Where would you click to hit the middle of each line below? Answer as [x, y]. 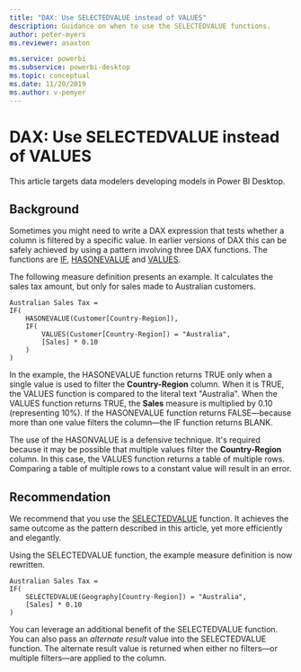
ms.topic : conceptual [50, 76]
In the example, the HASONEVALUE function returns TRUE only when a [141, 375]
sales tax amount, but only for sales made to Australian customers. [133, 287]
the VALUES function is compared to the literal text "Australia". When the [144, 394]
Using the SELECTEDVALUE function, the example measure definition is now [151, 555]
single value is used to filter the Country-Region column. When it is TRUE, [147, 384]
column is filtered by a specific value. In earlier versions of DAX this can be [148, 240]
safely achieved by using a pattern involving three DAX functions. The [138, 250]
